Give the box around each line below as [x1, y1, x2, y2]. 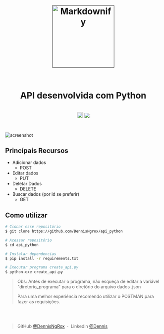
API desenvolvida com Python [20, 90, 147, 101]
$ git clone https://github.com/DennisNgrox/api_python [5, 229, 123, 234]
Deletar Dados [12, 181, 42, 187]
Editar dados [12, 170, 39, 176]
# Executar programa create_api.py [5, 265, 79, 270]
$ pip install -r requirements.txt [5, 256, 79, 261]
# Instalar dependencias [5, 251, 56, 256]
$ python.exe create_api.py [5, 269, 63, 275]
